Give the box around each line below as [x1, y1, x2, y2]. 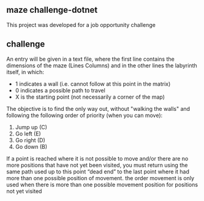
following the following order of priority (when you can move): [6, 112, 163, 119]
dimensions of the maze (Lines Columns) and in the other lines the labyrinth [6, 61, 197, 69]
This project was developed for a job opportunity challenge [6, 21, 156, 28]
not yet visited [6, 187, 42, 195]
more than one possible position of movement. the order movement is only [6, 174, 195, 181]
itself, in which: [6, 68, 45, 75]
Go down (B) [15, 143, 48, 150]
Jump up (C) [15, 123, 48, 131]
